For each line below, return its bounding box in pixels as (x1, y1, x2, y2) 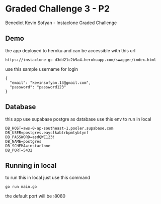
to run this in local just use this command (5, 174, 91, 181)
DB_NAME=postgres (5, 139, 42, 144)
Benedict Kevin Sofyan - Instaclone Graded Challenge (5, 20, 117, 26)
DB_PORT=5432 (5, 148, 33, 153)
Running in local (5, 161, 57, 170)
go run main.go (5, 184, 37, 189)
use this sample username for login (5, 66, 78, 72)
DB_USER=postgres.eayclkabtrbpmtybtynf (5, 130, 89, 135)
